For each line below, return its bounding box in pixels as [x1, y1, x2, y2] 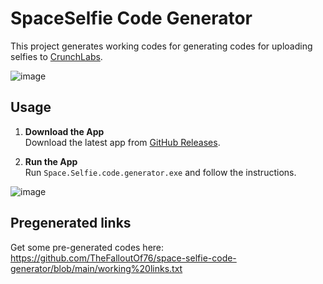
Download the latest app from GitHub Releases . [24, 136, 221, 148]
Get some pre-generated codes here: [10, 241, 165, 253]
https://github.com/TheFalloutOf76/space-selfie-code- [10, 252, 237, 264]
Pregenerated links [10, 215, 132, 232]
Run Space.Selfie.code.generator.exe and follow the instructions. [24, 166, 297, 178]
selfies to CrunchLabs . [10, 50, 103, 62]
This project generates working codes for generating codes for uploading [10, 40, 313, 52]
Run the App [24, 155, 78, 167]
